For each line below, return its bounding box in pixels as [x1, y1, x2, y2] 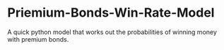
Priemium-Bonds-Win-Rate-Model [7, 5, 215, 21]
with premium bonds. [7, 35, 69, 43]
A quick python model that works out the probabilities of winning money [7, 28, 218, 36]
